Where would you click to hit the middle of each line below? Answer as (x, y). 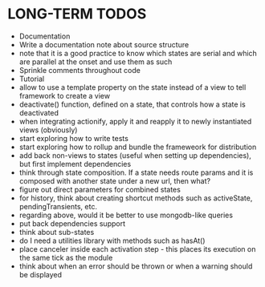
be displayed (40, 274)
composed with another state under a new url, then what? (114, 180)
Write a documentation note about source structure (104, 44)
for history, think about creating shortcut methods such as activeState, (136, 198)
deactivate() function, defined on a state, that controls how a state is (132, 104)
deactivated (39, 112)
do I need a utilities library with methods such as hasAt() (112, 241)
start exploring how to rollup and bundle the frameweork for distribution (138, 147)
